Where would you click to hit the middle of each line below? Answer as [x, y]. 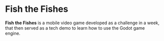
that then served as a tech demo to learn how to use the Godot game [75, 28]
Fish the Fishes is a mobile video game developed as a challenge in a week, [82, 23]
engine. [13, 33]
